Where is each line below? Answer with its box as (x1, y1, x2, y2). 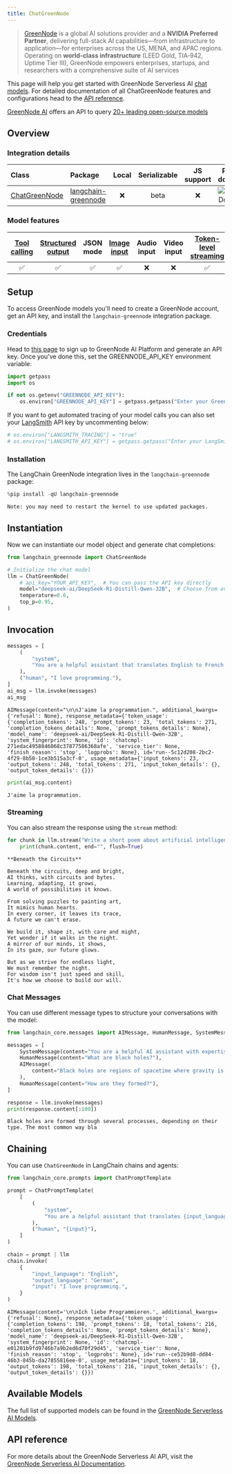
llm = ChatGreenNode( (7, 572, 70, 580)
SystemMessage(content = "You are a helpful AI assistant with (19, 1048, 199, 1055)
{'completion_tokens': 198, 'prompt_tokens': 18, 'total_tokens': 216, (7, 1321, 217, 1328)
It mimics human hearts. (7, 904, 79, 911)
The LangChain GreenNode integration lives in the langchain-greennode (7, 470, 210, 478)
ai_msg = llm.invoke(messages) (7, 687, 97, 694)
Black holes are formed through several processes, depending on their (7, 1118, 217, 1125)
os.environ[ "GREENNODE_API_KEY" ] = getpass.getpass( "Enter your (19, 399, 209, 406)
